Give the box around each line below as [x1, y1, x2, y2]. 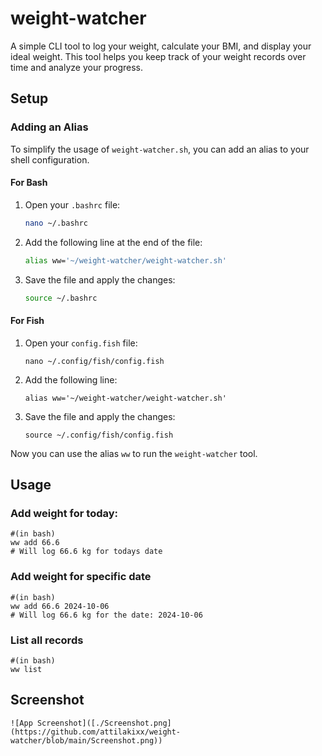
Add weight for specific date [10, 570, 152, 584]
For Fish [10, 315, 45, 327]
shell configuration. [10, 153, 90, 166]
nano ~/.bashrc [24, 218, 89, 228]
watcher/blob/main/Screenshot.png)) [10, 735, 163, 746]
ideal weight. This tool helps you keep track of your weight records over [10, 50, 307, 62]
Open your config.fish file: [24, 337, 138, 349]
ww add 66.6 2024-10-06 [10, 601, 110, 611]
